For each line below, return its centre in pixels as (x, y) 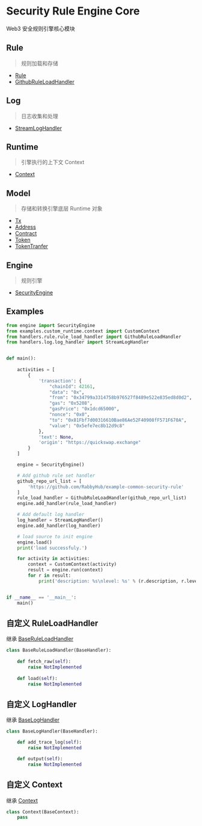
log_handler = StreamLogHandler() (60, 520)
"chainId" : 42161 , (72, 386)
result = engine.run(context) (66, 570)
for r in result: (49, 576)
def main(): (21, 358)
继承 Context (22, 800)
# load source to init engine (55, 536)
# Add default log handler (51, 515)
